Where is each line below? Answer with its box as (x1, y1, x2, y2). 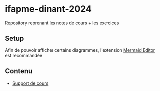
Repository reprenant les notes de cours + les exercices (5, 20, 119, 26)
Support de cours (12, 80, 49, 86)
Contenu (5, 67, 33, 75)
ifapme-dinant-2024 (5, 3, 92, 15)
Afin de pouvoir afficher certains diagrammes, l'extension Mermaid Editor (5, 47, 155, 53)
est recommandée (5, 52, 43, 58)
